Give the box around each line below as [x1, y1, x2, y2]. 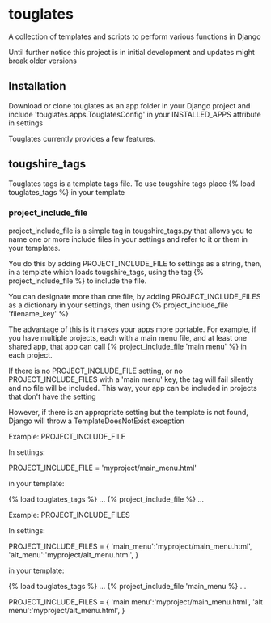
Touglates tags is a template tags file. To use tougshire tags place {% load [8, 179, 256, 189]
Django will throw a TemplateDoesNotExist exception [8, 416, 184, 426]
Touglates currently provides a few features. [8, 133, 156, 143]
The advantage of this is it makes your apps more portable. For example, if [8, 324, 257, 334]
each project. [8, 350, 53, 360]
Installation [8, 79, 66, 93]
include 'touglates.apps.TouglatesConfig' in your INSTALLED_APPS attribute [8, 109, 261, 119]
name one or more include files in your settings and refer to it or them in [8, 234, 248, 244]
